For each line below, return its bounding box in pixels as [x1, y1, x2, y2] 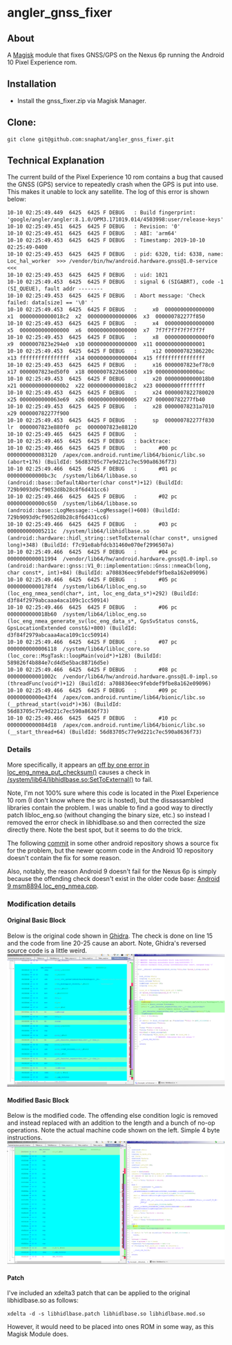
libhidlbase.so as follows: [7, 1297, 79, 1305]
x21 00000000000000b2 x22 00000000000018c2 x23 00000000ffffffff [7, 382, 206, 389]
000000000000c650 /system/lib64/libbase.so [7, 500, 137, 507]
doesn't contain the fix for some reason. [7, 853, 122, 862]
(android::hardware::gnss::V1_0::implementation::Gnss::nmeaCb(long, [7, 562, 212, 569]
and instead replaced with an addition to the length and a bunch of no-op [7, 1119, 215, 1127]
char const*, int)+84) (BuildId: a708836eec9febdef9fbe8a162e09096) [7, 569, 209, 576]
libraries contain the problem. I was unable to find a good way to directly [7, 803, 213, 812]
